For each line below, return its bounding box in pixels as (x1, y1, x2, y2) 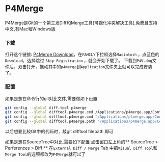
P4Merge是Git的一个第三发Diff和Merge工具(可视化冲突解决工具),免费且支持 (5, 20, 158, 26)
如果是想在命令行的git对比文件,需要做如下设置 (5, 95, 98, 101)
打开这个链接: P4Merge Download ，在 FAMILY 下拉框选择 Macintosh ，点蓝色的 (5, 52, 160, 57)
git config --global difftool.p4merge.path (5, 119, 96, 124)
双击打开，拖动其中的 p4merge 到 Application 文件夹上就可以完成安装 (18, 64, 152, 70)
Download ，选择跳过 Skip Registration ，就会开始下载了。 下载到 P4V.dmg (5, 57, 152, 64)
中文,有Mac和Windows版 (5, 26, 55, 32)
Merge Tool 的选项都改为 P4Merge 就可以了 (5, 151, 86, 157)
